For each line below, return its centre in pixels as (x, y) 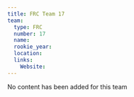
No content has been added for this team (67, 86)
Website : (33, 67)
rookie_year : (33, 47)
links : (23, 60)
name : (22, 40)
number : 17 (30, 34)
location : (28, 54)
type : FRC (28, 27)
